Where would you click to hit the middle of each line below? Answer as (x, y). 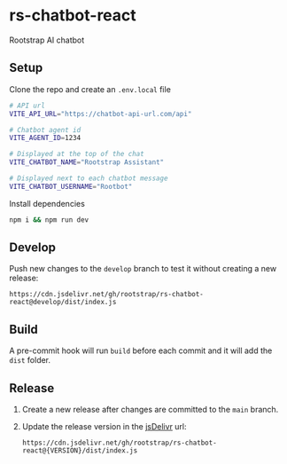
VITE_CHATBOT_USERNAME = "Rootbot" (71, 186)
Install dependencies (47, 203)
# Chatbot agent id (45, 130)
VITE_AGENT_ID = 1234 (45, 138)
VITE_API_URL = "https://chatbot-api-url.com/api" (101, 114)
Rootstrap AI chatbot (47, 40)
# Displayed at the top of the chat (77, 154)
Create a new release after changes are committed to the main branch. (150, 410)
